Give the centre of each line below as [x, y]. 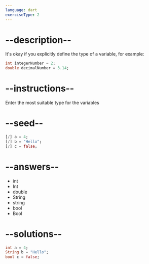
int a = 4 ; [17, 248]
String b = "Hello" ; [27, 252]
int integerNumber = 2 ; [30, 63]
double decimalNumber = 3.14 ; [37, 68]
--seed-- [24, 123]
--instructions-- [40, 88]
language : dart [21, 10]
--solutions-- [34, 234]
